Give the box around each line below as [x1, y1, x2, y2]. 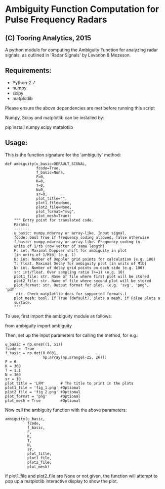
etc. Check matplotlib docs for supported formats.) [16, 291, 127, 296]
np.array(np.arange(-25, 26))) [42, 355, 107, 360]
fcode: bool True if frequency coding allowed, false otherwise [14, 235, 149, 240]
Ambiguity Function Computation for [5, 3, 160, 15]
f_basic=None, [36, 170, 65, 175]
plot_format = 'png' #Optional [5, 394, 81, 399]
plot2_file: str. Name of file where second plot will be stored [14, 278, 152, 283]
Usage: [5, 139, 28, 147]
